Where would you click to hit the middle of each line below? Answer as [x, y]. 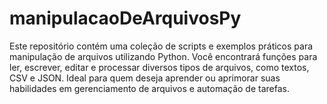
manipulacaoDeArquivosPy [125, 18]
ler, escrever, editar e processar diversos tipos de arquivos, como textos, [159, 67]
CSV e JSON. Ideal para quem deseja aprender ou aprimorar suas [145, 78]
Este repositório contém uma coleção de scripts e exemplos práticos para [161, 46]
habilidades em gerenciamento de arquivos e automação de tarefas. [149, 88]
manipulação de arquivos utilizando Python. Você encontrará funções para [163, 56]
